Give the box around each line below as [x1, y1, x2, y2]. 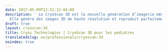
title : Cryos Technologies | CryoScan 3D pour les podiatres [5, 30, 135, 35]
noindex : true [5, 40, 35, 45]
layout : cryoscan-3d [5, 26, 48, 31]
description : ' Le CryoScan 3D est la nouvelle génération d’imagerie [5, 12, 155, 17]
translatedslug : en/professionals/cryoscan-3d [5, 35, 103, 40]
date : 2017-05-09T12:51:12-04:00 [5, 7, 75, 12]
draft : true [5, 21, 30, 26]
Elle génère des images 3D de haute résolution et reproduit [9, 16, 139, 21]
